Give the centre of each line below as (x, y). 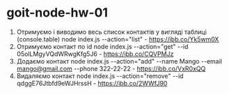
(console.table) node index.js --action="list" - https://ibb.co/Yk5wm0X (118, 39)
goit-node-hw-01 (57, 13)
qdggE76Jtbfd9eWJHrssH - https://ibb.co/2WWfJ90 (92, 83)
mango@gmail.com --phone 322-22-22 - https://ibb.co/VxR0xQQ (111, 68)
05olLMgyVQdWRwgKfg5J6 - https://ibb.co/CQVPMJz (95, 54)
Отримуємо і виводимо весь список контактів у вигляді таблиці (111, 32)
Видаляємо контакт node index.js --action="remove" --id (100, 76)
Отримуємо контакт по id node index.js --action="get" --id (102, 46)
